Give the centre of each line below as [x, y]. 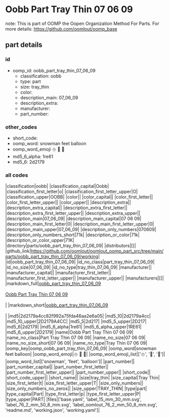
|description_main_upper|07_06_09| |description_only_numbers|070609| [81, 230]
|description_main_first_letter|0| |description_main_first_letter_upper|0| [80, 224]
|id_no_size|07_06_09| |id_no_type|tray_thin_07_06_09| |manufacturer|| [78, 267]
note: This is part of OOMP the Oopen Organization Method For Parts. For [82, 23]
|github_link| [18, 251]
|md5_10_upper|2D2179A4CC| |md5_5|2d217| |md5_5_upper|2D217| [76, 321]
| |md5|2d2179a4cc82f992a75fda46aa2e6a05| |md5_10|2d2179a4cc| [78, 316]
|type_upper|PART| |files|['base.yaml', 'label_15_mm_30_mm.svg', [73, 399]
